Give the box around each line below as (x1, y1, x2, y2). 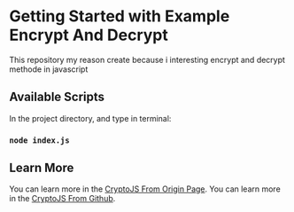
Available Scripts (9, 90, 104, 105)
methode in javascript (9, 64, 89, 75)
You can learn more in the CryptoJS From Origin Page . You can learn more (9, 184, 281, 194)
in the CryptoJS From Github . (9, 193, 116, 204)
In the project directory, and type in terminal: (9, 113, 172, 123)
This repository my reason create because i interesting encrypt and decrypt (9, 54, 286, 65)
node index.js (9, 135, 70, 145)
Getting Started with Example (9, 6, 230, 27)
